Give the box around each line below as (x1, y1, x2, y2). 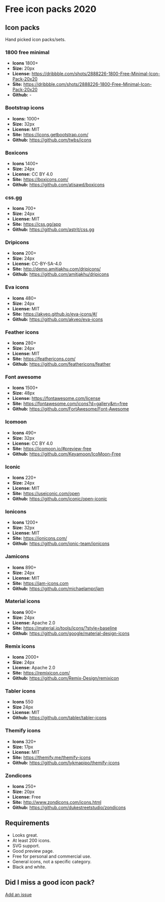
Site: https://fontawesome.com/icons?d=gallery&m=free (12, 401, 128, 406)
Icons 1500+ (12, 385, 38, 391)
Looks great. (12, 832, 38, 838)
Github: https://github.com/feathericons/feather (12, 361, 111, 367)
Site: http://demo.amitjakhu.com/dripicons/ (12, 266, 101, 272)
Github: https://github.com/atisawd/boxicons (12, 182, 105, 188)
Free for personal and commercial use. (12, 853, 92, 859)
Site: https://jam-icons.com (12, 580, 69, 586)
